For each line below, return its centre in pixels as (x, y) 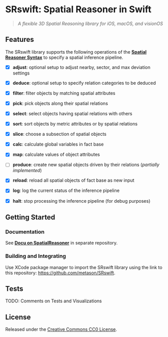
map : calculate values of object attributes (56, 155)
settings (21, 73)
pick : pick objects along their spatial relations (60, 103)
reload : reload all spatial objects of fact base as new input (74, 180)
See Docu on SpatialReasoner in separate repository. (62, 243)
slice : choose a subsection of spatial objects (60, 134)
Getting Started (30, 217)
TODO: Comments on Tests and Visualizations (53, 301)
